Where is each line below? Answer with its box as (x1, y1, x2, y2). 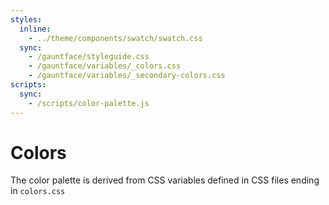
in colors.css (10, 185, 66, 197)
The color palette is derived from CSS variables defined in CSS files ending (10, 174, 320, 186)
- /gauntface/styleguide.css (28, 52, 150, 62)
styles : (10, 14, 43, 25)
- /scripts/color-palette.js (28, 98, 150, 108)
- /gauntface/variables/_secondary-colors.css (28, 71, 226, 81)
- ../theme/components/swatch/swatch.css (28, 33, 203, 43)
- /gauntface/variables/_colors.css (28, 61, 182, 71)
